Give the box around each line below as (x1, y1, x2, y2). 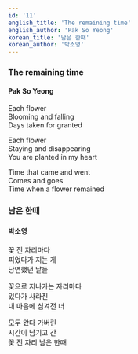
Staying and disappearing (8, 144, 92, 153)
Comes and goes (8, 176, 64, 186)
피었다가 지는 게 (8, 255, 57, 264)
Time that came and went (8, 168, 91, 177)
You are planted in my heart (8, 153, 98, 162)
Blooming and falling (8, 112, 74, 122)
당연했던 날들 (8, 265, 49, 275)
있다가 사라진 (8, 292, 49, 301)
